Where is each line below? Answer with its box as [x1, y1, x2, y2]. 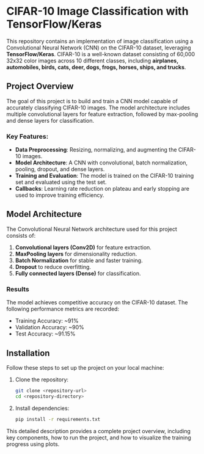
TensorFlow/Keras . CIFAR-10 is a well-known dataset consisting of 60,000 [6, 50, 195, 57]
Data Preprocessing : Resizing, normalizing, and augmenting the [15, 146, 177, 153]
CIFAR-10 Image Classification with [6, 4, 189, 18]
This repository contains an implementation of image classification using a [6, 37, 194, 45]
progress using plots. [6, 440, 60, 447]
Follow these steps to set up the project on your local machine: [6, 364, 164, 371]
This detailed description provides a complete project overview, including [6, 427, 191, 434]
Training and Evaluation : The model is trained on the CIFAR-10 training [15, 172, 194, 180]
